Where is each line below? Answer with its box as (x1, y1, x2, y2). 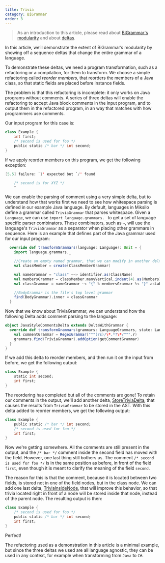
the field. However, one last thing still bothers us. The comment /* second (5, 455, 154, 461)
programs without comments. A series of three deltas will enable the (5, 95, 143, 101)
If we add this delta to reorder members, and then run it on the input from (5, 355, 153, 360)
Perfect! (5, 532, 22, 538)
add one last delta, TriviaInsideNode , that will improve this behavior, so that (5, 485, 157, 491)
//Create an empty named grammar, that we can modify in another (14, 259, 151, 264)
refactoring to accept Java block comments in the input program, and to (5, 100, 151, 106)
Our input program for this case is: (5, 120, 75, 126)
